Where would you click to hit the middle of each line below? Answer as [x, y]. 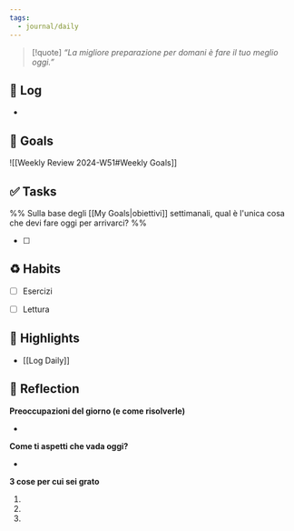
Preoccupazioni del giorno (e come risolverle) [98, 411]
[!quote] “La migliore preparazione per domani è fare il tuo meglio [155, 52]
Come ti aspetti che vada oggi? [69, 446]
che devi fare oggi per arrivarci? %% [78, 223]
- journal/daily [48, 26]
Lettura [36, 309]
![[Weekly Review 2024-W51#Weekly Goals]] [93, 163]
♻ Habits [35, 269]
